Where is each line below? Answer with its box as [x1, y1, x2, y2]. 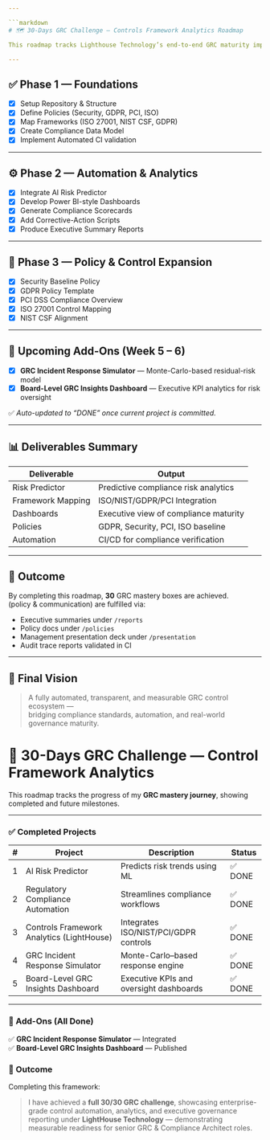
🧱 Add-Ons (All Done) [8, 1015, 94, 1027]
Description [148, 847, 194, 858]
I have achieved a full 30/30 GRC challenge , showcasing [27, 1097, 219, 1107]
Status [231, 847, 257, 858]
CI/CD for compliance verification [97, 533, 225, 545]
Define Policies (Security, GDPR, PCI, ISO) [19, 108, 159, 117]
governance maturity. [27, 718, 100, 728]
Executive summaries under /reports [19, 615, 143, 625]
